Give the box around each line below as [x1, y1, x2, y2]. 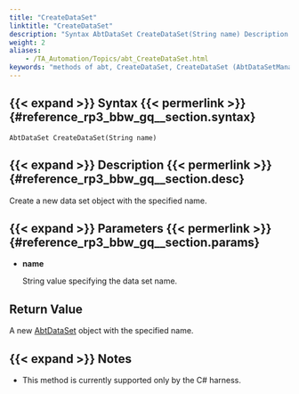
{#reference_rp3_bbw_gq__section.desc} [9, 171, 245, 187]
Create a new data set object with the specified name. [9, 195, 207, 206]
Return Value [9, 301, 83, 316]
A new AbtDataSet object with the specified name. [9, 325, 194, 336]
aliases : [9, 46, 42, 55]
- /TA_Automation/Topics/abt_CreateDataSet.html [25, 54, 209, 63]
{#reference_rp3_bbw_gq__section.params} [9, 234, 261, 250]
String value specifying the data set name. [21, 275, 178, 286]
